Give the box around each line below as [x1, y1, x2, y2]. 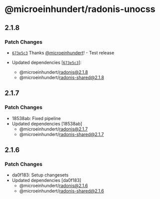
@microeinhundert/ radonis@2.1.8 [19, 69, 88, 75]
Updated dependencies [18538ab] [11, 120, 83, 126]
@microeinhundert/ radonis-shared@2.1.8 [19, 74, 104, 80]
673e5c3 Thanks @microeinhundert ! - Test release [11, 49, 115, 55]
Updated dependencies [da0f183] [11, 177, 82, 183]
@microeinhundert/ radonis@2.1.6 [19, 182, 88, 188]
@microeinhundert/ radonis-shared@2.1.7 [19, 131, 104, 137]
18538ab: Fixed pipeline [11, 115, 61, 121]
